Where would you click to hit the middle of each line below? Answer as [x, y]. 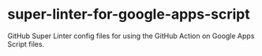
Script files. [26, 44]
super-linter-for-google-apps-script [129, 14]
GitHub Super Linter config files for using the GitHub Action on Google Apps [131, 36]
